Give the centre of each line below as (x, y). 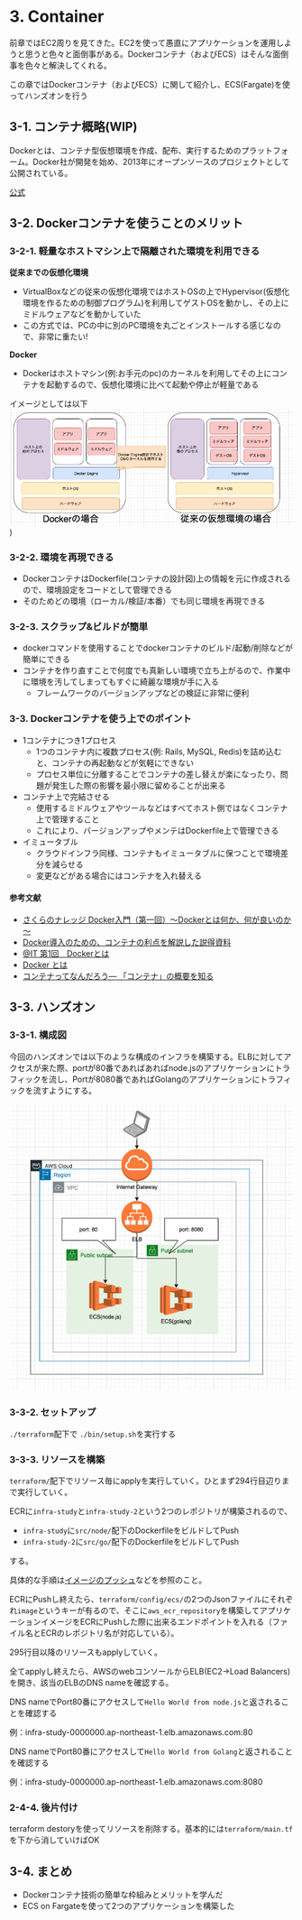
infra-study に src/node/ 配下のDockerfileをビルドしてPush (131, 1530)
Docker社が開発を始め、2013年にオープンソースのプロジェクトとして (161, 162)
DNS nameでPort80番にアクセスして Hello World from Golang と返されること (151, 1751)
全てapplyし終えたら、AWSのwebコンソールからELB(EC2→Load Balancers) (150, 1671)
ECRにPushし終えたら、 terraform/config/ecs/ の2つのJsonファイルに (140, 1599)
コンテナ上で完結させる (66, 797)
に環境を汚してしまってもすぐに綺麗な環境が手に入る (120, 682)
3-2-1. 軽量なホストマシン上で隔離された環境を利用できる (135, 252)
